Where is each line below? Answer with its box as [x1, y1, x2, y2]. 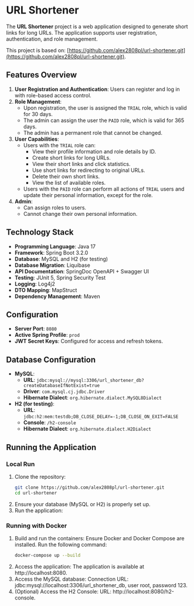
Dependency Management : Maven [14, 293, 101, 300]
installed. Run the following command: [14, 541, 107, 548]
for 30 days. [23, 110, 53, 117]
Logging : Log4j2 [14, 280, 56, 287]
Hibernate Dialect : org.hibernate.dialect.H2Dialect [23, 425, 151, 432]
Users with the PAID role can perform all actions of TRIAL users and [23, 185, 185, 192]
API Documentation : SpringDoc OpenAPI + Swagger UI [14, 268, 149, 275]
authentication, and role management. [6, 35, 98, 42]
